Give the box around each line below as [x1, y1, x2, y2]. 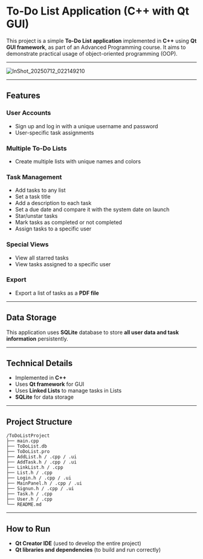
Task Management [6, 172, 62, 181]
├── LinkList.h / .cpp [6, 465, 63, 471]
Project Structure [6, 416, 72, 427]
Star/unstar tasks [14, 212, 58, 220]
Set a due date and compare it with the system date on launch [14, 206, 170, 213]
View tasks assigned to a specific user [14, 260, 111, 267]
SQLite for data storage [14, 393, 74, 400]
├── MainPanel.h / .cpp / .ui [6, 480, 83, 486]
